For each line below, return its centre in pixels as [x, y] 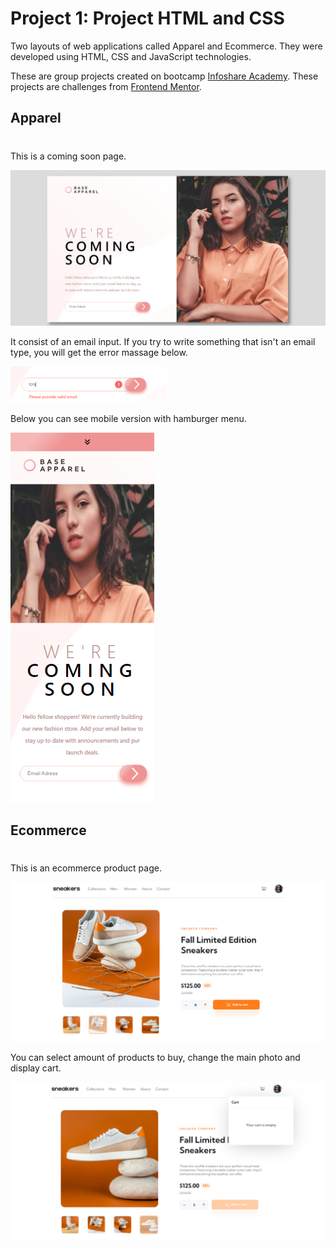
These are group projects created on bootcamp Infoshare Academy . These [164, 76]
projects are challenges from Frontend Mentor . [106, 86]
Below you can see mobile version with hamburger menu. [128, 418]
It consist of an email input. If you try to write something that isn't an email [163, 341]
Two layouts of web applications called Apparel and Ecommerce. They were [166, 46]
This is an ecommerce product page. [86, 868]
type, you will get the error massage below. [99, 352]
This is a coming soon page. [68, 156]
